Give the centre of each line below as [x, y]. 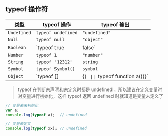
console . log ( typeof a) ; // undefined [46, 115]
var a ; [12, 110]
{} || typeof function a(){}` [116, 76]
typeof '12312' [54, 62]
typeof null [50, 40]
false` [89, 47]
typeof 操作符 [27, 9]
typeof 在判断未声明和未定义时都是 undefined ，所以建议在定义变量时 [90, 89]
